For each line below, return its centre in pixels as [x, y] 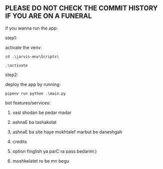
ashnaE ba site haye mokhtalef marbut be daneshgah [67, 131]
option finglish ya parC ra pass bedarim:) [54, 151]
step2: [12, 74]
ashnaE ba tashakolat [34, 122]
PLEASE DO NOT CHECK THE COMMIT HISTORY [81, 8]
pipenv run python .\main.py [35, 93]
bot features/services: [28, 102]
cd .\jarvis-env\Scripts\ [32, 56]
